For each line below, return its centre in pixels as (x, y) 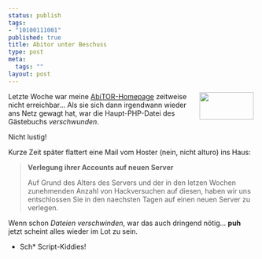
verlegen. (43, 207)
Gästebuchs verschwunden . (54, 121)
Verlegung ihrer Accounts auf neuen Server (100, 167)
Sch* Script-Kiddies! (53, 246)
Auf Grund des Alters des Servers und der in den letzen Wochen (131, 183)
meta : (17, 60)
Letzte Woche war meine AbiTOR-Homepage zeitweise (98, 96)
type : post (26, 52)
